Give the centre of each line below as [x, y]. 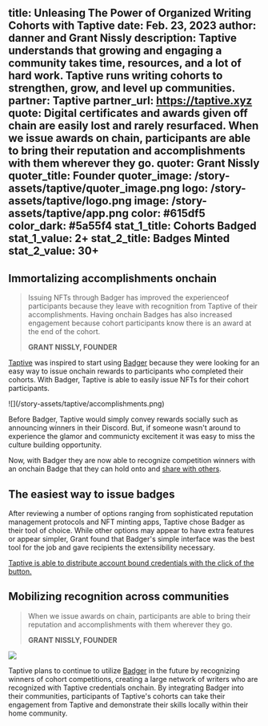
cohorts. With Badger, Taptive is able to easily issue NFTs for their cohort [129, 380]
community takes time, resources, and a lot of [125, 63]
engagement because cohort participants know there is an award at [140, 323]
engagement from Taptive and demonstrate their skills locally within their [128, 704]
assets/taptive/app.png [69, 214]
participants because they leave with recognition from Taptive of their [143, 306]
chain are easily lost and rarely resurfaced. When [134, 126]
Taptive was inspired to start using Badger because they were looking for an [134, 363]
